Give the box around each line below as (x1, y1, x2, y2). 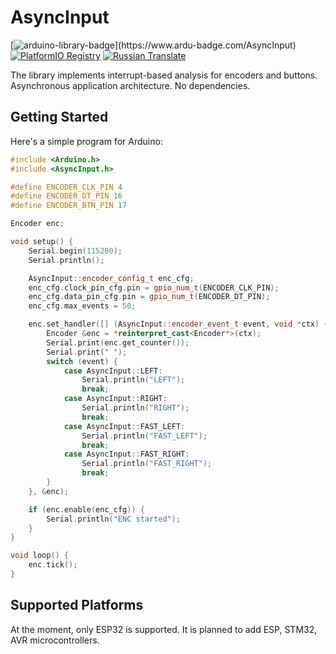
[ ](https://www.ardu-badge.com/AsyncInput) (10, 39, 297, 51)
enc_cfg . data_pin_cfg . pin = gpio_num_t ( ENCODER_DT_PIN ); (28, 292, 271, 302)
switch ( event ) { (46, 356, 118, 366)
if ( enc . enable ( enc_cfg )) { (28, 504, 145, 515)
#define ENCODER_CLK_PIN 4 (10, 182, 123, 192)
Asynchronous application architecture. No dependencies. (10, 79, 251, 91)
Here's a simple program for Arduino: (10, 135, 163, 147)
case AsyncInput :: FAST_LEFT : (63, 421, 186, 431)
